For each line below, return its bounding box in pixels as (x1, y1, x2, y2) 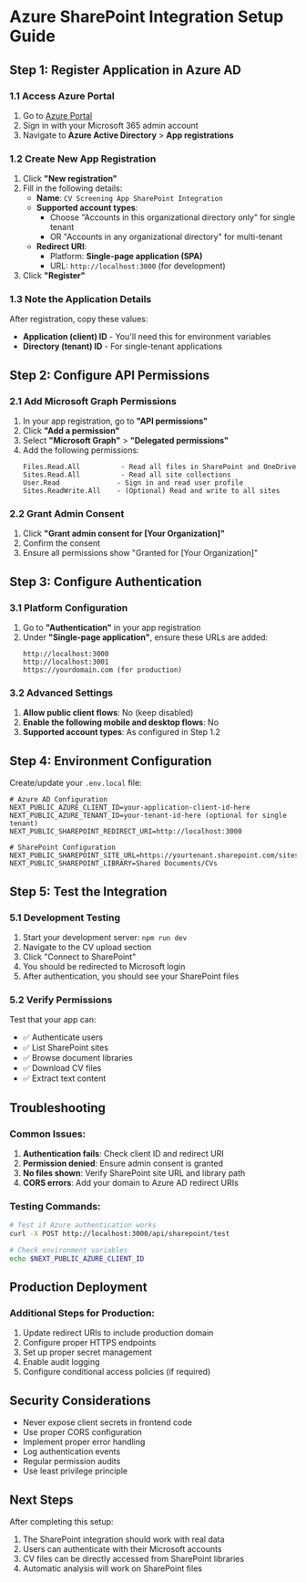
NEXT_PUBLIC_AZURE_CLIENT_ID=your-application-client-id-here (9, 803, 250, 812)
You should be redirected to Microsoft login (22, 960, 186, 971)
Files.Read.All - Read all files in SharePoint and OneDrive (22, 463, 297, 472)
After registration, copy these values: (9, 313, 148, 325)
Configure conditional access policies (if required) (22, 1367, 211, 1378)
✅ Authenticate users (22, 1032, 103, 1043)
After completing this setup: (9, 1516, 114, 1527)
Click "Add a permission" (22, 425, 120, 436)
